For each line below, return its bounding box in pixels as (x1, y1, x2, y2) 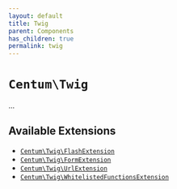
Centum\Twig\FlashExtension (19, 147, 115, 155)
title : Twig (8, 19, 48, 28)
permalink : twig (8, 42, 63, 50)
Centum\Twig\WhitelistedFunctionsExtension (19, 173, 170, 181)
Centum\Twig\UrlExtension (19, 164, 107, 173)
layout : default (8, 11, 63, 20)
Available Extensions (8, 124, 116, 138)
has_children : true (8, 34, 74, 43)
